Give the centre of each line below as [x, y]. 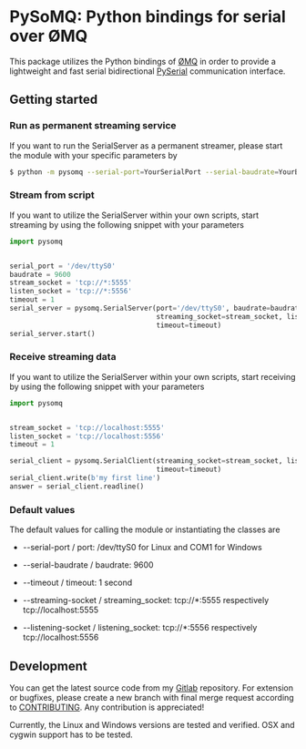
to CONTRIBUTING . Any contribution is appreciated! [107, 707]
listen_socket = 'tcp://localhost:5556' [87, 436]
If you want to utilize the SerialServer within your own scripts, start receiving [153, 376]
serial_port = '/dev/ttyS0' [63, 266]
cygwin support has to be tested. [71, 734]
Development [49, 666]
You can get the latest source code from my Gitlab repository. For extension [152, 687]
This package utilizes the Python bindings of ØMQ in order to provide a [143, 61]
